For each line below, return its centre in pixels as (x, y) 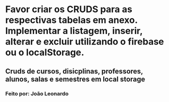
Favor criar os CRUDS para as (69, 9)
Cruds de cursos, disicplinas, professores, (74, 71)
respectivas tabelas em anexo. (71, 20)
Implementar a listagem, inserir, (74, 31)
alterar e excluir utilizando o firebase (85, 42)
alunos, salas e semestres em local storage (75, 79)
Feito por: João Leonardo (37, 93)
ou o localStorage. (45, 53)
